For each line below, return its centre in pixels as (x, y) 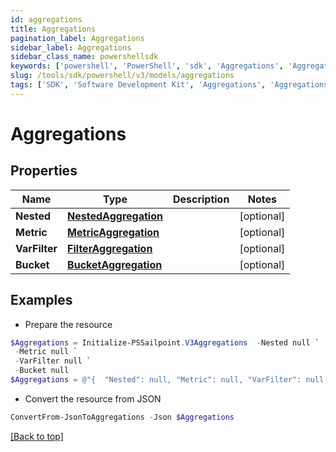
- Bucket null (42, 371)
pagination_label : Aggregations (77, 38)
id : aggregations (46, 19)
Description (201, 199)
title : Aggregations (53, 29)
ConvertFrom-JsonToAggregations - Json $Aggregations (122, 417)
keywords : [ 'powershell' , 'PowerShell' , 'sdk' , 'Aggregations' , (147, 66)
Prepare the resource (68, 324)
